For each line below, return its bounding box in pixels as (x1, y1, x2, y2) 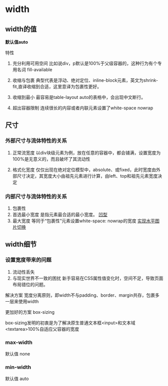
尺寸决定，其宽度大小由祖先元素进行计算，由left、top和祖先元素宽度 (17, 173, 158, 179)
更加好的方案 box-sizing (5, 309, 55, 315)
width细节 (5, 240, 37, 249)
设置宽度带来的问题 (5, 256, 52, 264)
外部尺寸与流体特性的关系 (5, 137, 67, 144)
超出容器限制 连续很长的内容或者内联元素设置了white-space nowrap (12, 105, 153, 111)
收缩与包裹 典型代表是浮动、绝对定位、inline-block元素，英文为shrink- (12, 77, 158, 83)
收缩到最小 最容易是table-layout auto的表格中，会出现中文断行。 (12, 94, 146, 100)
